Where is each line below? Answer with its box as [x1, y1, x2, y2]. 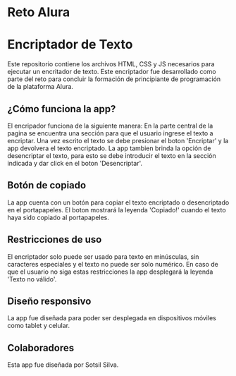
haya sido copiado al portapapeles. [7, 213, 109, 222]
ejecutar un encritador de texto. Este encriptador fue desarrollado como [7, 68, 216, 76]
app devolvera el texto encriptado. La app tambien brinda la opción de [7, 144, 211, 152]
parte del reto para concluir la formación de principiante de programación [7, 75, 221, 83]
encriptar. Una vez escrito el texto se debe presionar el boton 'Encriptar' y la [7, 136, 229, 145]
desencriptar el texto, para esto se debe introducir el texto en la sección [7, 151, 216, 159]
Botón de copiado [7, 179, 87, 191]
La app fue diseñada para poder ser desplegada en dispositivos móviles [7, 314, 216, 322]
